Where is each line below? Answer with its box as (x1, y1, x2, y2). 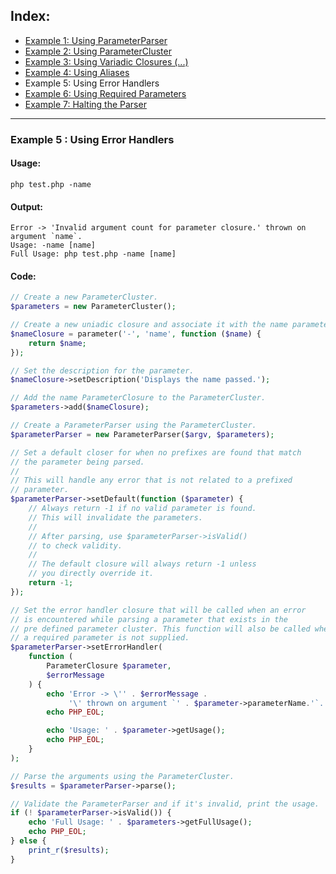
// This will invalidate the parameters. (28, 512, 203, 523)
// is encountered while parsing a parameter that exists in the (10, 614, 288, 624)
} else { (10, 836, 47, 846)
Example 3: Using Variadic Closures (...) (24, 55, 189, 68)
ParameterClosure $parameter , (46, 661, 172, 671)
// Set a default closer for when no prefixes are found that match (10, 447, 302, 458)
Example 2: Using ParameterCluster (24, 45, 172, 57)
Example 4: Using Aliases (24, 66, 130, 78)
